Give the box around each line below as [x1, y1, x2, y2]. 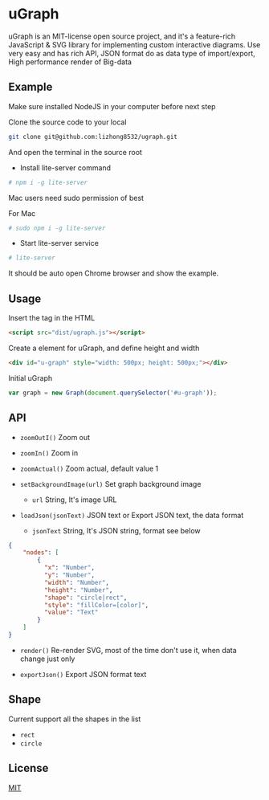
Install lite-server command [19, 162, 111, 173]
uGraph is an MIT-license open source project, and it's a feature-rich [8, 31, 236, 41]
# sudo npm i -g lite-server [8, 224, 106, 232]
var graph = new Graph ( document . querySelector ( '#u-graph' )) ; [8, 389, 218, 397]
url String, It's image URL [31, 495, 117, 504]
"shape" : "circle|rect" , [43, 594, 128, 602]
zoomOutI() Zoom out [19, 432, 91, 442]
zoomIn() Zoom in [19, 447, 79, 458]
